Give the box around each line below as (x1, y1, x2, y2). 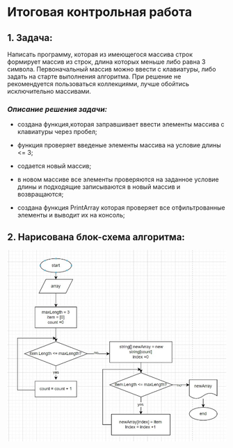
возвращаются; (17, 190, 64, 199)
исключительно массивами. (7, 88, 92, 95)
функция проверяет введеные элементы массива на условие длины (17, 141, 221, 149)
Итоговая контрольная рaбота (7, 4, 193, 20)
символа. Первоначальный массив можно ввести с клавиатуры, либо (7, 65, 216, 73)
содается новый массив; (17, 162, 92, 170)
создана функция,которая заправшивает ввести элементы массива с (17, 120, 225, 128)
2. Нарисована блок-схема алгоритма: (7, 231, 186, 243)
